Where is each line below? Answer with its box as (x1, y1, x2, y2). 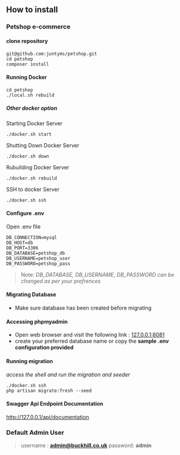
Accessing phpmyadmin (6, 318, 68, 325)
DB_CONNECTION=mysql (6, 234, 58, 240)
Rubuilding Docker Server (6, 163, 70, 171)
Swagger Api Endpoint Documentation (6, 400, 104, 407)
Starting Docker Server (6, 119, 63, 127)
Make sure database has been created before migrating (14, 304, 152, 312)
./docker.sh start (6, 131, 52, 137)
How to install (6, 5, 58, 15)
